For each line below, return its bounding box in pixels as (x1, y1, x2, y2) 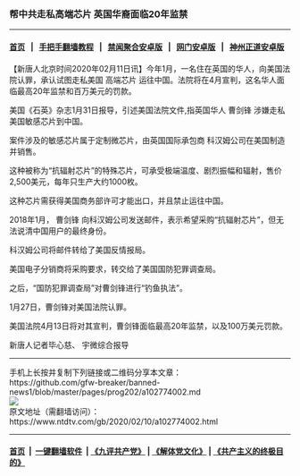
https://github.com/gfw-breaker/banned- (9, 377, 161, 387)
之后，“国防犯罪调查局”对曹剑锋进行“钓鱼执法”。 (9, 282, 187, 293)
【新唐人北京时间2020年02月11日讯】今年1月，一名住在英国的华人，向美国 (9, 63, 283, 73)
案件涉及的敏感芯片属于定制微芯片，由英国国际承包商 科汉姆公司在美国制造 (9, 134, 286, 145)
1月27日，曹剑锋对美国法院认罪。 (9, 302, 132, 312)
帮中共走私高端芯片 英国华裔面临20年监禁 (9, 7, 188, 20)
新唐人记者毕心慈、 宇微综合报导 (9, 339, 129, 350)
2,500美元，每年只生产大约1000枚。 (9, 176, 143, 187)
